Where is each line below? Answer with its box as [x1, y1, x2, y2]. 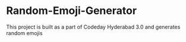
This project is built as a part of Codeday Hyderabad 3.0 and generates [6, 23, 181, 30]
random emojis [6, 29, 43, 36]
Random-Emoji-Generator [6, 4, 137, 17]
